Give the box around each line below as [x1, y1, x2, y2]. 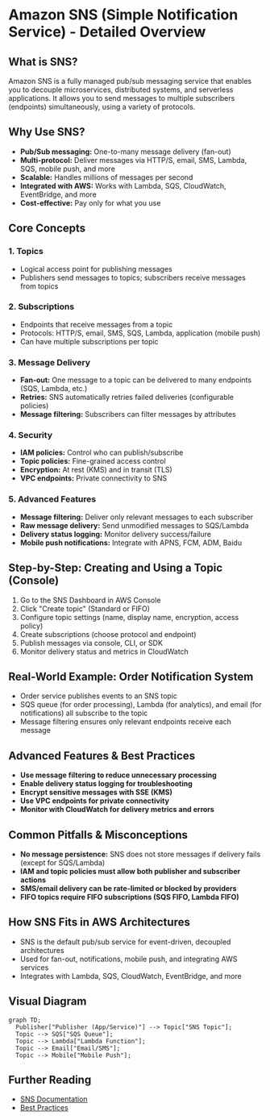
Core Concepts [8, 222, 86, 235]
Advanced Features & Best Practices [8, 748, 196, 763]
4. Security [8, 430, 52, 441]
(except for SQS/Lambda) [19, 857, 106, 868]
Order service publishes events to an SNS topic [19, 691, 178, 701]
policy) [19, 621, 44, 631]
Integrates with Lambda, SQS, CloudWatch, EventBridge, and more [19, 971, 242, 981]
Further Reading [8, 1072, 92, 1086]
